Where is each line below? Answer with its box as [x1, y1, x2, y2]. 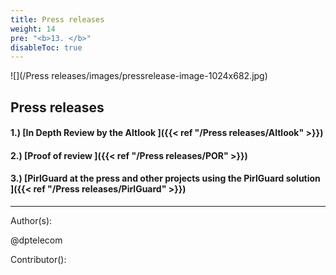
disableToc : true [10, 42, 83, 53]
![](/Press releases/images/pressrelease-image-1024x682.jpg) [10, 70, 268, 82]
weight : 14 [10, 24, 56, 34]
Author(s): [10, 215, 53, 227]
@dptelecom [10, 234, 63, 246]
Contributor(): [10, 254, 67, 266]
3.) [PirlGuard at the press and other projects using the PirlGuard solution [10, 172, 321, 185]
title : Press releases [10, 14, 105, 25]
